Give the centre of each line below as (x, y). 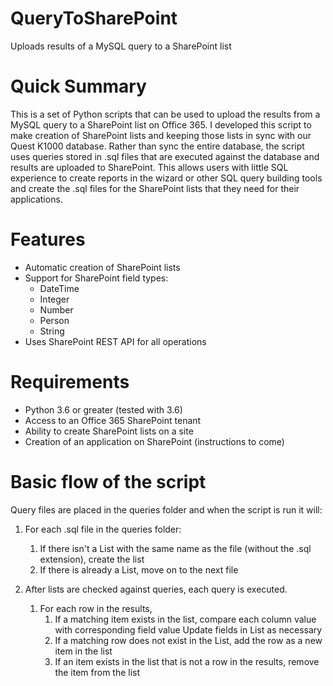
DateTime (59, 288)
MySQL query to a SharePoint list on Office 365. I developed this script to (161, 124)
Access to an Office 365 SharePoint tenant (113, 420)
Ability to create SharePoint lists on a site (109, 431)
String (52, 331)
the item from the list (97, 672)
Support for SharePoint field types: (96, 278)
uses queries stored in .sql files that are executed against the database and (165, 156)
